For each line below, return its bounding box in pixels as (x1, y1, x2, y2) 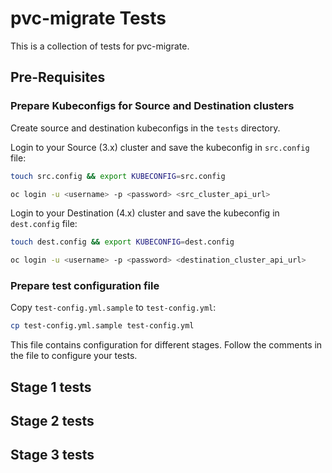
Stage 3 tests (10, 447, 95, 464)
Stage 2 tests (10, 413, 95, 430)
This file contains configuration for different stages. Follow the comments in (10, 339, 323, 351)
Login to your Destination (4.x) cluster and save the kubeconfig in (10, 207, 280, 219)
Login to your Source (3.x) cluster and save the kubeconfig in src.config (10, 141, 310, 153)
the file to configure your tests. (10, 350, 138, 362)
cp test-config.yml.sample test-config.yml (10, 321, 195, 331)
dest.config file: (10, 218, 78, 230)
